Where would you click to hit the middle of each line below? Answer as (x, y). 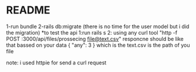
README (28, 10)
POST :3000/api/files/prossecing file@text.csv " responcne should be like (95, 39)
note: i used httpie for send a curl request (57, 63)
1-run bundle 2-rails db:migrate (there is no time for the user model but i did (98, 26)
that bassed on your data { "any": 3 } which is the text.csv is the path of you (98, 45)
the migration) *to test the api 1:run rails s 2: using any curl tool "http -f (92, 32)
